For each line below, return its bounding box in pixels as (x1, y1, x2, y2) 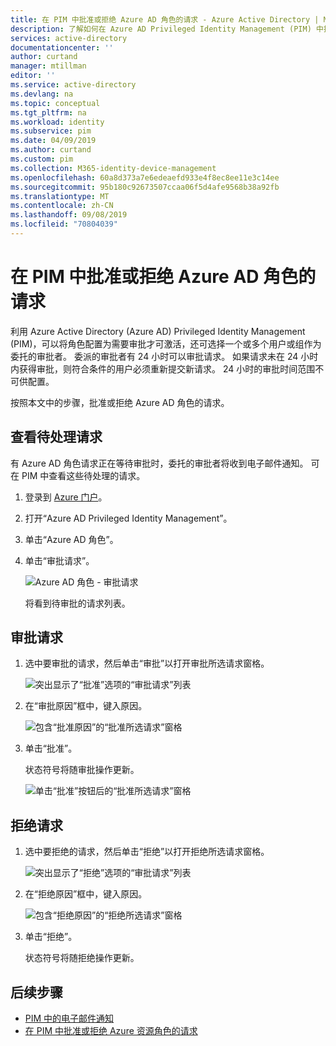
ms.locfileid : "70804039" (10, 219, 118, 230)
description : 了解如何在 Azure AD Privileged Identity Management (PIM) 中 (10, 24, 324, 34)
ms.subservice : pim (10, 126, 92, 136)
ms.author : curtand (10, 145, 92, 155)
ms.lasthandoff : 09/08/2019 (10, 210, 128, 220)
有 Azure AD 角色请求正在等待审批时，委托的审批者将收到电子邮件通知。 (10, 457, 309, 469)
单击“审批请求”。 (24, 554, 95, 566)
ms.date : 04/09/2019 (10, 136, 97, 146)
